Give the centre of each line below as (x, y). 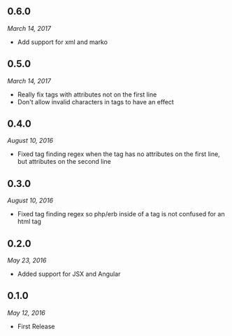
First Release (36, 326)
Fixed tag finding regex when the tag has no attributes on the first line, (118, 154)
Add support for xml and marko (63, 42)
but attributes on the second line (64, 162)
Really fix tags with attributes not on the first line (87, 94)
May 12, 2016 (26, 313)
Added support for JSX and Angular (69, 274)
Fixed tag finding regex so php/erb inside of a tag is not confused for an (121, 214)
